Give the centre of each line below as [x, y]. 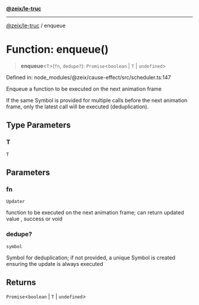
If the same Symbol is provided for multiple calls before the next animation [97, 100]
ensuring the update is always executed [55, 264]
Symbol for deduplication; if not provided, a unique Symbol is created [91, 258]
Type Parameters [38, 125]
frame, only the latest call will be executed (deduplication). [78, 107]
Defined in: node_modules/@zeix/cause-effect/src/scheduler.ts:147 [89, 77]
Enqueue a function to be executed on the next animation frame [84, 89]
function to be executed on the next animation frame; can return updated [95, 213]
